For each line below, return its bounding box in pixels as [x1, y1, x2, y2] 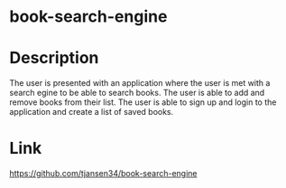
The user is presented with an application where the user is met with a [9, 78, 271, 89]
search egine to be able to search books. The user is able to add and [9, 88, 265, 99]
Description [9, 48, 99, 69]
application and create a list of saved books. [9, 107, 174, 117]
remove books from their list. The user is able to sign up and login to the [9, 97, 277, 108]
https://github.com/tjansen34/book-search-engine [9, 168, 198, 179]
